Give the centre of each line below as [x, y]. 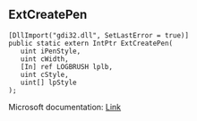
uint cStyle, [44, 74]
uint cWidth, [44, 59]
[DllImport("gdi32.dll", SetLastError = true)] [99, 35]
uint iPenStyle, [51, 51]
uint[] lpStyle [48, 82]
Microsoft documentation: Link [65, 107]
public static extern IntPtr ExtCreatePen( [91, 43]
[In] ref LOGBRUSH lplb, [67, 66]
